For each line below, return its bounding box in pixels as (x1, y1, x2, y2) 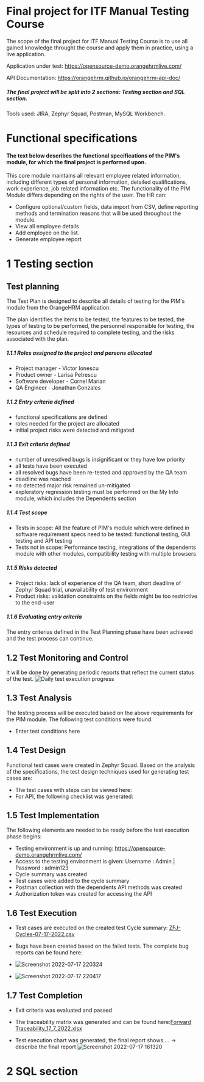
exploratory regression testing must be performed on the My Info (15, 488, 178, 496)
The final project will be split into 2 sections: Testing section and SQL (6, 88, 185, 95)
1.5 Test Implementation (6, 810, 99, 821)
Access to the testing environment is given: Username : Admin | (15, 858, 175, 865)
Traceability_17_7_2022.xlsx (15, 1025, 82, 1032)
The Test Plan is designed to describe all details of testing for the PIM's (6, 297, 185, 305)
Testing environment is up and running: (15, 844, 114, 852)
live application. (6, 50, 46, 57)
